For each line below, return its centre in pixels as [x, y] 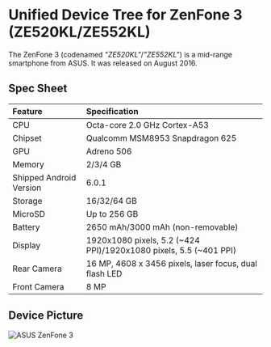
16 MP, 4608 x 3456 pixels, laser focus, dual [172, 263]
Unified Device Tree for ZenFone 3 [125, 15]
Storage [27, 201]
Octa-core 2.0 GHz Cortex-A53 [148, 125]
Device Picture [46, 316]
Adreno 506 [109, 151]
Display [27, 245]
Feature [27, 111]
